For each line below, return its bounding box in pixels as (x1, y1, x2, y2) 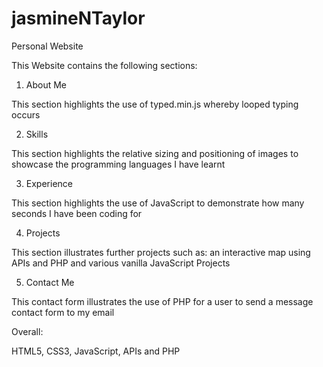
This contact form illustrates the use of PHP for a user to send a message (11, 295, 314, 307)
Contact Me (25, 276, 75, 288)
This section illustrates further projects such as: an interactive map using (11, 246, 311, 258)
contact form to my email (11, 306, 115, 318)
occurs (11, 108, 41, 121)
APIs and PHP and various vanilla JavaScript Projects (11, 257, 231, 269)
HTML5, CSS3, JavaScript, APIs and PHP (11, 345, 181, 357)
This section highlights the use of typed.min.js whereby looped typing (11, 98, 299, 110)
